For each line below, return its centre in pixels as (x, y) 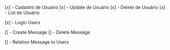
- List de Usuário (22, 13)
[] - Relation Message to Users (37, 42)
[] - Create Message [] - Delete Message (47, 32)
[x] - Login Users (23, 22)
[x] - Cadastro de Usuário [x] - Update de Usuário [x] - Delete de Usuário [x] (85, 7)
